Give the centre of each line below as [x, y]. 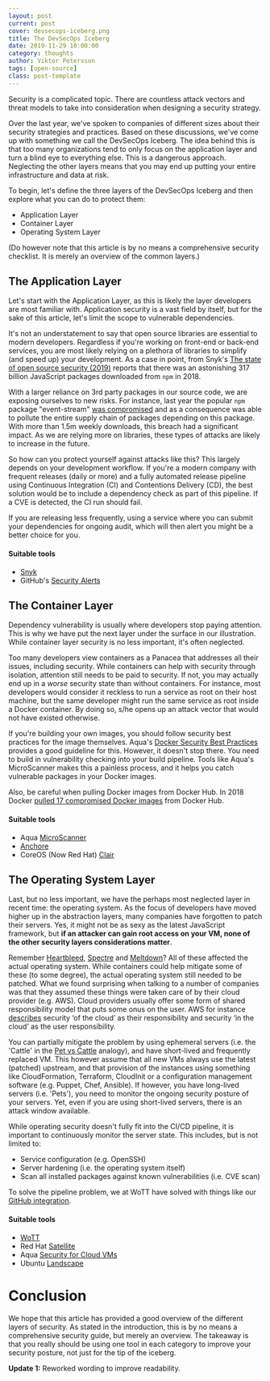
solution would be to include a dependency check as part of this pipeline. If [133, 494]
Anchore [34, 846]
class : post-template [45, 76]
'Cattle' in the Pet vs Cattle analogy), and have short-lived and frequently [130, 1050]
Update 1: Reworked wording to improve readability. [94, 1368]
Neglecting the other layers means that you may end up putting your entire [132, 166]
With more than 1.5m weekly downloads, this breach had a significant [123, 427]
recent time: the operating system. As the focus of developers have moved [132, 908]
